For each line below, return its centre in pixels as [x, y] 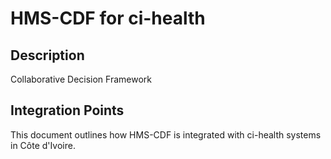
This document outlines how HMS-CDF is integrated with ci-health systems [166, 134]
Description [47, 55]
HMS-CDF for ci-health [108, 18]
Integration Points [67, 110]
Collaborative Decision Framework [81, 79]
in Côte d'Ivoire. [43, 145]
